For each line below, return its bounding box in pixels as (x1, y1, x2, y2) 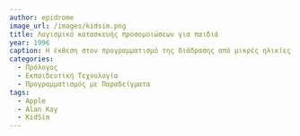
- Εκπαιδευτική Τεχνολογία (17, 72, 119, 81)
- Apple (17, 96, 47, 106)
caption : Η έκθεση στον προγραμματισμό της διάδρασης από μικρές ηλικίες (9, 47, 292, 55)
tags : (9, 88, 30, 97)
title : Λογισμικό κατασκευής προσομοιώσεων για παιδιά (9, 30, 219, 38)
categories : (9, 55, 54, 64)
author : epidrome (9, 13, 75, 22)
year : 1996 (9, 38, 50, 47)
